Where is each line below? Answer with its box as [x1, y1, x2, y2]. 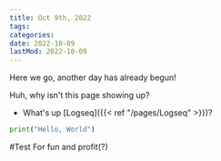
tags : [9, 22, 30, 31]
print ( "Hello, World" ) [9, 125, 95, 135]
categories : [9, 30, 55, 39]
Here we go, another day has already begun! [9, 72, 177, 83]
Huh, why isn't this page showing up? [9, 90, 150, 101]
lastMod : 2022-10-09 [9, 47, 88, 56]
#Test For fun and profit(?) [9, 142, 109, 152]
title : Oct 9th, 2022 [9, 13, 92, 23]
